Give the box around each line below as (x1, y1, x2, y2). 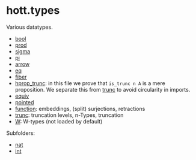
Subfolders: (6, 129, 35, 137)
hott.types (6, 4, 60, 17)
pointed (14, 98, 34, 105)
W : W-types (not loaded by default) (14, 117, 103, 125)
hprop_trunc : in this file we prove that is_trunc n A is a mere (14, 79, 165, 87)
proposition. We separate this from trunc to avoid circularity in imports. (14, 86, 191, 93)
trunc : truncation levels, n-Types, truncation (14, 111, 124, 119)
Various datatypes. (6, 23, 53, 31)
